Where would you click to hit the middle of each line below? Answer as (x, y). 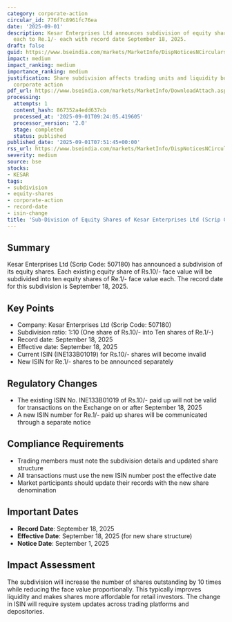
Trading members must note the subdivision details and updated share (118, 461)
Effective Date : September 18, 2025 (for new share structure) (105, 536)
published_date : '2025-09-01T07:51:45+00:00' (74, 143)
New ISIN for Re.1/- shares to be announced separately (95, 362)
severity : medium (32, 155)
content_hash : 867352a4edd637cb (60, 110)
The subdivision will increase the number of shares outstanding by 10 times (114, 582)
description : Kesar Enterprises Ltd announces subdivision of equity (109, 33)
